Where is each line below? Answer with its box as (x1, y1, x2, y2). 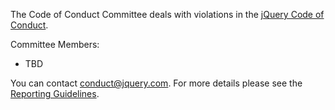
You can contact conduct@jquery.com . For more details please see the (10, 77, 303, 89)
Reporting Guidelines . (10, 88, 100, 99)
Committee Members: (10, 39, 100, 50)
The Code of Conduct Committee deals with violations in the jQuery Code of (10, 9, 325, 20)
